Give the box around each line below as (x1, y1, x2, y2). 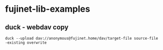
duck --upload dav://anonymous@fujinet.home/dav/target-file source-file (5, 36, 159, 41)
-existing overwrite (5, 40, 47, 45)
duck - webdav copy (5, 23, 69, 31)
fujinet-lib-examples (5, 3, 90, 15)
